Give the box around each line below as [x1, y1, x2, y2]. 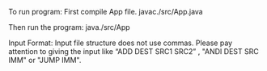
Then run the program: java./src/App [8, 23, 131, 31]
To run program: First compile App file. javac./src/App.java [8, 7, 204, 16]
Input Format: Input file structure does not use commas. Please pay [8, 38, 233, 48]
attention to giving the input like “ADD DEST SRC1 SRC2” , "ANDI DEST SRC [8, 47, 259, 56]
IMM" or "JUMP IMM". [8, 56, 82, 65]
